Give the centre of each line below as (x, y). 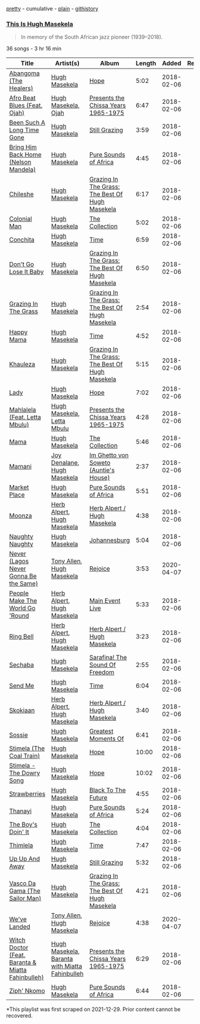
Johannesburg (110, 541)
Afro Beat (22, 98)
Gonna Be (23, 576)
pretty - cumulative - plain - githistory (52, 9)
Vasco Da (23, 884)
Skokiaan (22, 711)
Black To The (107, 790)
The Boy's (23, 825)
